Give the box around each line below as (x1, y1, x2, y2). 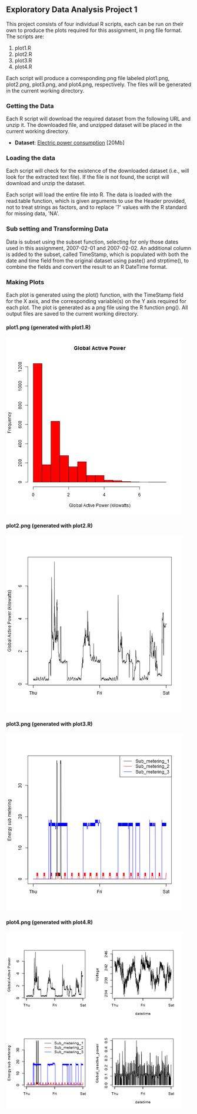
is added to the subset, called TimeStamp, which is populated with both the (6, 251, 189, 258)
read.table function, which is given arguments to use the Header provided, (6, 198, 186, 205)
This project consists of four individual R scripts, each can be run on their (6, 20, 184, 27)
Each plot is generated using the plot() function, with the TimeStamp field (6, 291, 184, 298)
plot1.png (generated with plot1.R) (6, 324, 91, 331)
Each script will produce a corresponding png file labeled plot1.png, (6, 74, 170, 81)
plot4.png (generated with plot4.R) (6, 919, 93, 926)
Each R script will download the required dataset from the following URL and (6, 115, 191, 123)
